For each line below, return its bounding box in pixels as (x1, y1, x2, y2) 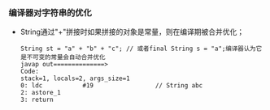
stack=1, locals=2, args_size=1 (20, 74, 130, 82)
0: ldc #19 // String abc (20, 82, 203, 90)
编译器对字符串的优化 (8, 6, 92, 18)
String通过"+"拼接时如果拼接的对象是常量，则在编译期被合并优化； (20, 27, 245, 37)
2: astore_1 (20, 89, 61, 97)
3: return (20, 95, 54, 104)
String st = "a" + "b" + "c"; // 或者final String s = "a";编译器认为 (20, 44, 256, 53)
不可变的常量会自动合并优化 (26, 53, 106, 61)
